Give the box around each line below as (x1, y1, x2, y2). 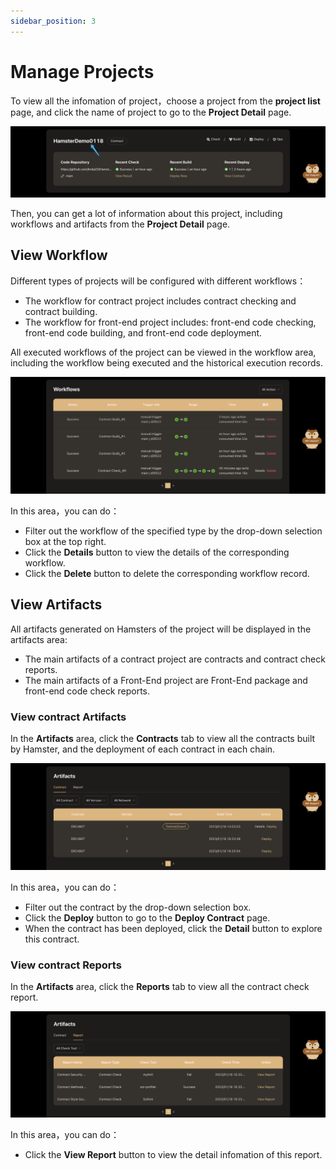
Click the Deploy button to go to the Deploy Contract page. (24, 911, 271, 924)
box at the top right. (24, 536, 107, 548)
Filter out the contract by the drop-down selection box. (24, 901, 252, 913)
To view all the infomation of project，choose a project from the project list (10, 95, 321, 107)
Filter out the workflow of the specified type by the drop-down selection (24, 525, 323, 537)
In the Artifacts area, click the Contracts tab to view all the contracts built (10, 733, 316, 745)
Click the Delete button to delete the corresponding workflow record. (24, 568, 310, 580)
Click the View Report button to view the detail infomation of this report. (24, 1149, 323, 1161)
